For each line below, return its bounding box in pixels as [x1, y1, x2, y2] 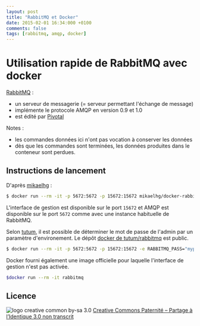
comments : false [6, 25, 46, 32]
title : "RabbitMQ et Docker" [6, 14, 79, 20]
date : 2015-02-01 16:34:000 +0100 [6, 20, 92, 26]
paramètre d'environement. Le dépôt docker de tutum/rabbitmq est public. [6, 234, 189, 242]
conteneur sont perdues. [14, 149, 76, 156]
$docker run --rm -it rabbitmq [6, 274, 84, 280]
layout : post [6, 8, 39, 15]
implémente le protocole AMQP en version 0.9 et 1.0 [14, 106, 143, 114]
